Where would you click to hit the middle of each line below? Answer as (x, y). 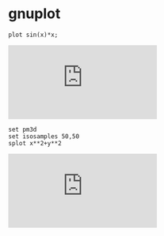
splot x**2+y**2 (35, 143)
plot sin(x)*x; (33, 35)
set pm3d (23, 129)
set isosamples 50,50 (44, 136)
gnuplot (34, 14)
